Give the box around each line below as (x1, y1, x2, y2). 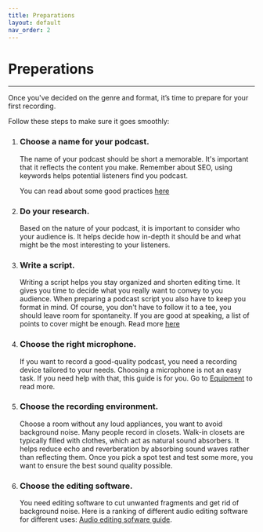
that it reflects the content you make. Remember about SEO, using (19, 162, 233, 172)
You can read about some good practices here (19, 186, 170, 195)
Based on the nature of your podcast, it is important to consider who (19, 223, 240, 232)
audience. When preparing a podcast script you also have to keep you (19, 294, 247, 304)
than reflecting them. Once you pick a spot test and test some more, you (19, 452, 254, 461)
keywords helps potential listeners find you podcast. (19, 170, 189, 180)
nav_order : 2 (8, 26, 51, 34)
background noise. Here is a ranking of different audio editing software (19, 507, 249, 516)
